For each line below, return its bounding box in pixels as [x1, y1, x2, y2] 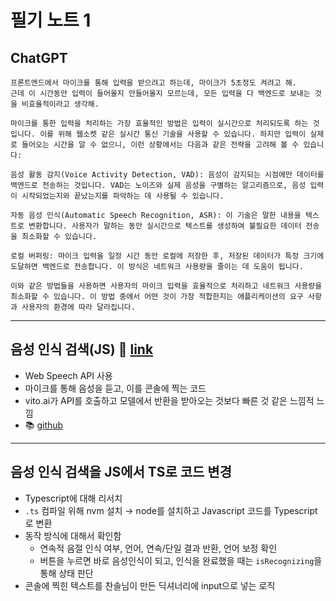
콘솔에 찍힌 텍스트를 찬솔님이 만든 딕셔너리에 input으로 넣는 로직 [24, 579, 276, 591]
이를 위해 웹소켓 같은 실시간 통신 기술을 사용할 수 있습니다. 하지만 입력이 [39, 129, 307, 139]
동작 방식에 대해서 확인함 [24, 529, 122, 541]
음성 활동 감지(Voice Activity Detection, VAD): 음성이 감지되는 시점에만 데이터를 [10, 170, 325, 180]
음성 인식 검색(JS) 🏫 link [10, 341, 154, 358]
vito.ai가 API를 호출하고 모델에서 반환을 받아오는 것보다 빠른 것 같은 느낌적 [24, 394, 315, 406]
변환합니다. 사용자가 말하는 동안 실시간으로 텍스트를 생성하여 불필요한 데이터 [28, 221, 302, 231]
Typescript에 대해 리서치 [24, 492, 123, 504]
